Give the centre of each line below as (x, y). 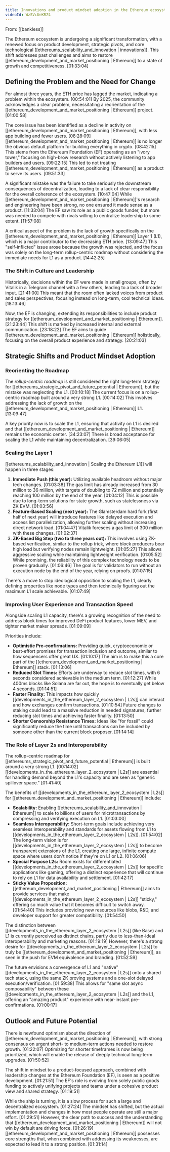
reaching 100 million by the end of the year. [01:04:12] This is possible (85, 495)
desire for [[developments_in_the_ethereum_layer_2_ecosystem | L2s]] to (81, 947)
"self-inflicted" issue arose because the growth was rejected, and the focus (84, 247)
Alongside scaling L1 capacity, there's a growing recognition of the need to (83, 615)
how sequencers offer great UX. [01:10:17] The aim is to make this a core (88, 656)
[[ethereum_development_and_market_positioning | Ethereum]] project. (79, 110)
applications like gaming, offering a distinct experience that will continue (88, 872)
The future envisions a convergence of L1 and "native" (62, 967)
